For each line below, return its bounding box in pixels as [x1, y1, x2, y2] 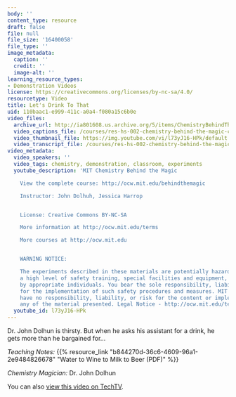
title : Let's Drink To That [7, 102, 90, 109]
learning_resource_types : [7, 75, 83, 83]
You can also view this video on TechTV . [7, 382, 124, 391]
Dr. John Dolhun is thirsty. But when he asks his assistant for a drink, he [7, 327, 216, 334]
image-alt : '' [13, 69, 55, 76]
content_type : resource [7, 17, 77, 24]
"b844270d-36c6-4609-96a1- [110, 348, 199, 356]
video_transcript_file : [13, 141, 83, 148]
